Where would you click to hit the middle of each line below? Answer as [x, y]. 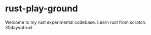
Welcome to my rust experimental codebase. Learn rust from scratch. [76, 22]
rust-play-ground [41, 9]
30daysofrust [19, 27]
